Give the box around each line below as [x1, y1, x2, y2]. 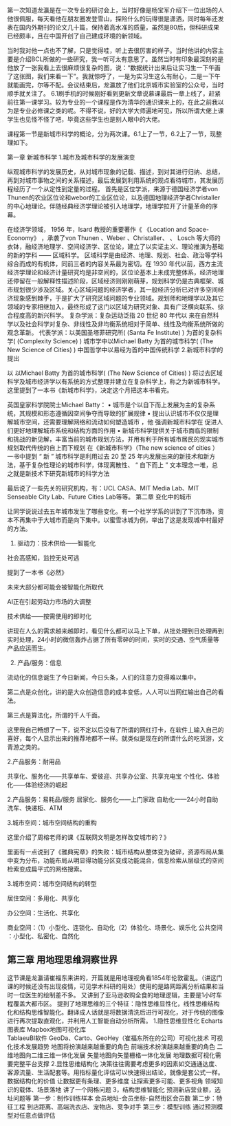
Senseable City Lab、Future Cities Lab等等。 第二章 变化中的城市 [7, 492, 192, 501]
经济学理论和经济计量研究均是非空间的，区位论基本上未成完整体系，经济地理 [7, 268, 224, 277]
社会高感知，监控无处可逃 [7, 554, 80, 562]
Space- [188, 226, 210, 233]
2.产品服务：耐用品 [7, 757, 61, 766]
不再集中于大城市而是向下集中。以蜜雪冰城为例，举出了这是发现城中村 [12, 516, 212, 524]
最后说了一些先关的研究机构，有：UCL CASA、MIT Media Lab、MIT [7, 484, 199, 492]
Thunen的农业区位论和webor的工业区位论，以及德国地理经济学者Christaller [7, 193, 221, 202]
